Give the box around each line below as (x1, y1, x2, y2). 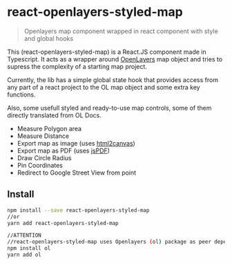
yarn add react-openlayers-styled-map (7, 219, 119, 226)
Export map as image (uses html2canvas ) (17, 139, 136, 147)
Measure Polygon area (17, 124, 81, 132)
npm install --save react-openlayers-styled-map (7, 206, 150, 214)
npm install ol (7, 245, 51, 252)
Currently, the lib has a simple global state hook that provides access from (7, 75, 219, 84)
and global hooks (23, 34, 74, 42)
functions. (7, 90, 36, 99)
